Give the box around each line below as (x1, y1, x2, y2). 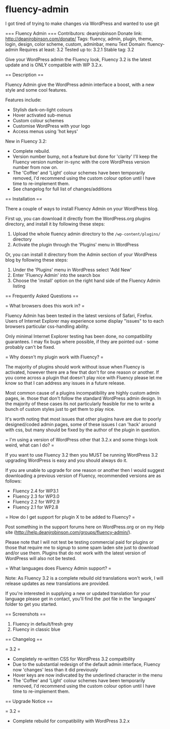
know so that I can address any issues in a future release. (5, 380, 126, 386)
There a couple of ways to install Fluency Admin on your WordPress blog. (5, 205, 159, 212)
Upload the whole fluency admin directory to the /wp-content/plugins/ (12, 231, 161, 237)
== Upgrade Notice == (5, 698, 53, 704)
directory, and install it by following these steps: (5, 220, 105, 227)
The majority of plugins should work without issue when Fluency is (5, 363, 145, 370)
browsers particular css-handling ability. (5, 323, 90, 329)
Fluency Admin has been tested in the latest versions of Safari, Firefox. (5, 312, 153, 319)
